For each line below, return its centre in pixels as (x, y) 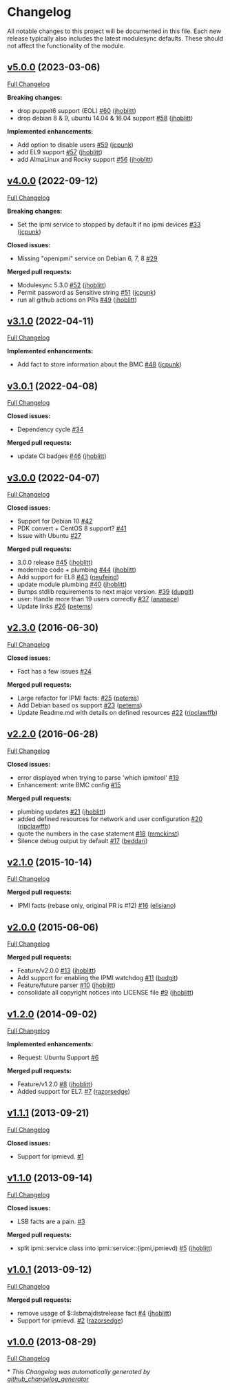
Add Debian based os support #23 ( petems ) (80, 705)
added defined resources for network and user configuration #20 (110, 819)
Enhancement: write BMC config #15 (69, 785)
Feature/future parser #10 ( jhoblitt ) (66, 985)
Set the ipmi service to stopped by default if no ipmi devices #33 (109, 224)
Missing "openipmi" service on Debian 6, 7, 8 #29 (87, 258)
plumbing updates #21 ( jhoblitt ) (61, 811)
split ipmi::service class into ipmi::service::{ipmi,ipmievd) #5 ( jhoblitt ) (115, 1248)
